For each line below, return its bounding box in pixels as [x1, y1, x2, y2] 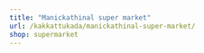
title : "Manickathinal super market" [9, 13, 152, 22]
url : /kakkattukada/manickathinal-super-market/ [9, 22, 196, 31]
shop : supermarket [9, 30, 79, 39]
